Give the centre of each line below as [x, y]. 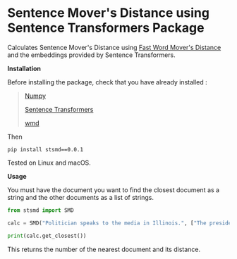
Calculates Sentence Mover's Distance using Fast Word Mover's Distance [114, 47]
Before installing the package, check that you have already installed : [108, 82]
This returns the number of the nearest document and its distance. [104, 249]
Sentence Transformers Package [106, 28]
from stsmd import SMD [41, 210]
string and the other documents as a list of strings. [80, 197]
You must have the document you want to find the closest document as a [114, 190]
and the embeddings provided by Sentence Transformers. [92, 55]
